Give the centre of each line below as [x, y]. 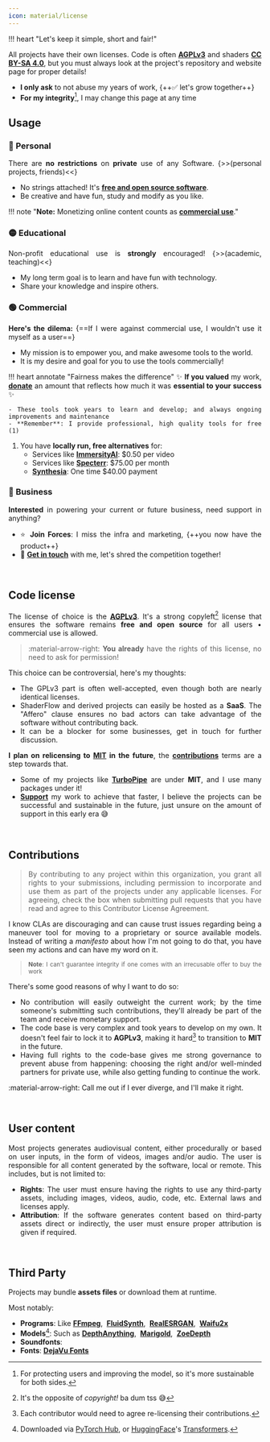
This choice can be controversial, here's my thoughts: [97, 673]
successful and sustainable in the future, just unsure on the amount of [141, 806]
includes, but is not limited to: [57, 1174]
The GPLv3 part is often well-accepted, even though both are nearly [141, 689]
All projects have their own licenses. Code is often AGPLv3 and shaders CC [135, 54]
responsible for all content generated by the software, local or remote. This [135, 1165]
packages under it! [51, 788]
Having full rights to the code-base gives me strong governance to [141, 1055]
